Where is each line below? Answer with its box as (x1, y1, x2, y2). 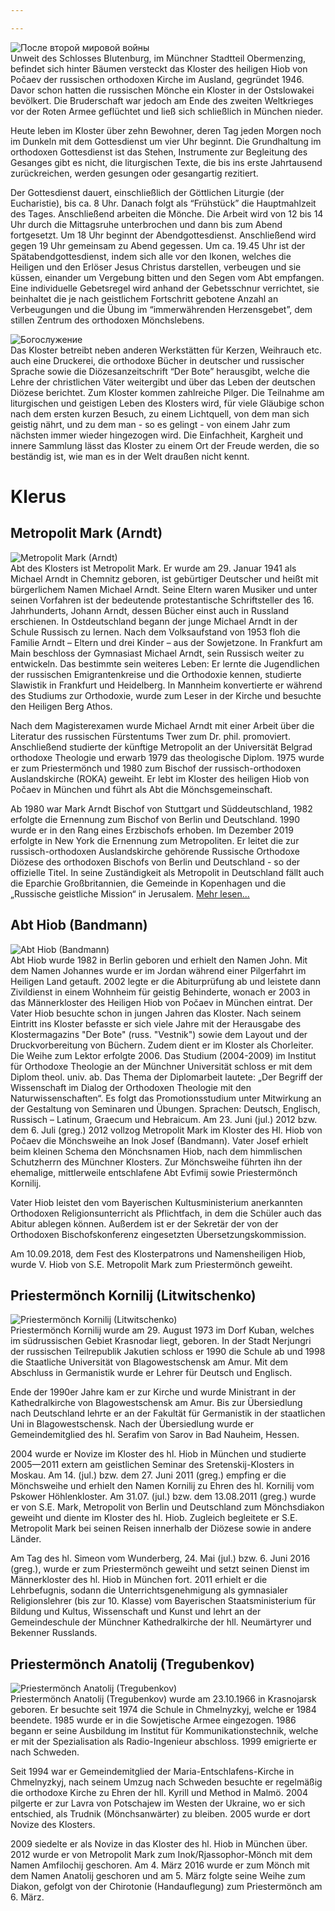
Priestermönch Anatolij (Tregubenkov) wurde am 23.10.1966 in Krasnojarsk (10, 1693, 317, 1705)
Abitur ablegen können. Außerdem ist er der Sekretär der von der (10, 1217, 279, 1230)
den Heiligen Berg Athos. (10, 700, 113, 712)
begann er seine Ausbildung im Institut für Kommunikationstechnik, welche (10, 1725, 319, 1737)
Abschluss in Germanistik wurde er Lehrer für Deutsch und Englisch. (10, 1367, 293, 1379)
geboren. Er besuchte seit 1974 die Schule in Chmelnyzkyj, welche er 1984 (10, 1704, 317, 1716)
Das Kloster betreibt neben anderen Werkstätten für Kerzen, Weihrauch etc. (10, 344, 323, 356)
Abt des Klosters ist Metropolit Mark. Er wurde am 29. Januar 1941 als (10, 562, 297, 574)
